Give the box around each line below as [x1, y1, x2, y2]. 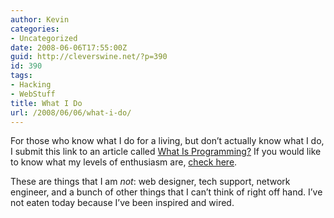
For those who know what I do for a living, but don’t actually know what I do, [10, 135, 325, 147]
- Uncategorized [10, 33, 78, 43]
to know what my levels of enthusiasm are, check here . [10, 156, 238, 168]
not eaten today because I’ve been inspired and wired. [10, 197, 235, 209]
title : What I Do [10, 98, 83, 108]
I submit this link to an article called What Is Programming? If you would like [10, 146, 322, 158]
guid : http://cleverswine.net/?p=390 [10, 52, 168, 62]
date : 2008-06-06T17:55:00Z [10, 42, 128, 53]
